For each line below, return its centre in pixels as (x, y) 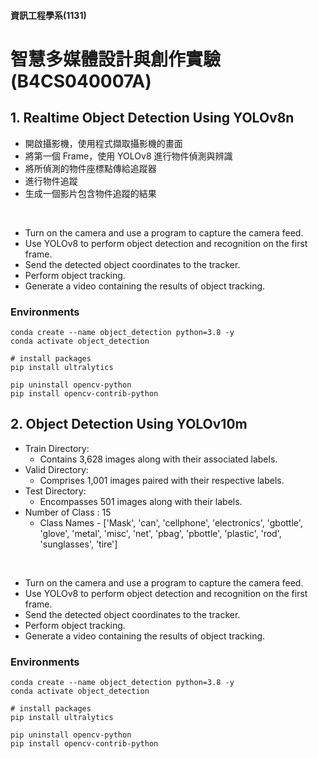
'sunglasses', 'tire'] (78, 544)
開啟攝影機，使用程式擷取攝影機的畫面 (103, 143)
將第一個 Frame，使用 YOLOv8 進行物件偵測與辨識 (128, 156)
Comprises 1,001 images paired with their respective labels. (162, 480)
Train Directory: (57, 448)
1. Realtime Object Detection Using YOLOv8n (152, 118)
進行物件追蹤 (51, 181)
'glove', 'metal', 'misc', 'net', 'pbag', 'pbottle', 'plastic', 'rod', (160, 533)
